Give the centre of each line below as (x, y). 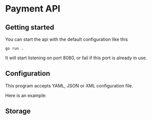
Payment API (33, 9)
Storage (18, 111)
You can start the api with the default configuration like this (67, 39)
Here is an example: (26, 95)
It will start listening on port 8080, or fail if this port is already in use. (76, 58)
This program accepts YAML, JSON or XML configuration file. (69, 85)
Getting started (30, 27)
